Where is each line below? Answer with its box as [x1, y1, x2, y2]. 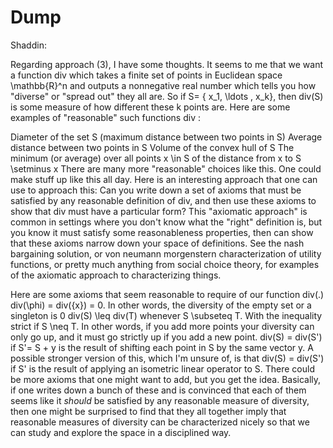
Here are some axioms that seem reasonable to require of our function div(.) [10, 288, 325, 300]
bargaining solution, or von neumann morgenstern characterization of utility [10, 247, 322, 260]
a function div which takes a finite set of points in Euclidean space [10, 69, 283, 81]
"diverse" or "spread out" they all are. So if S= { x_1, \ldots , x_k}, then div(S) [10, 90, 324, 102]
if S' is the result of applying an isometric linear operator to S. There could [10, 362, 316, 375]
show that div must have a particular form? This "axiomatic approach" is [10, 205, 308, 217]
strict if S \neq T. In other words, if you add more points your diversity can [10, 320, 315, 332]
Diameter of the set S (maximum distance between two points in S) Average [10, 131, 323, 143]
